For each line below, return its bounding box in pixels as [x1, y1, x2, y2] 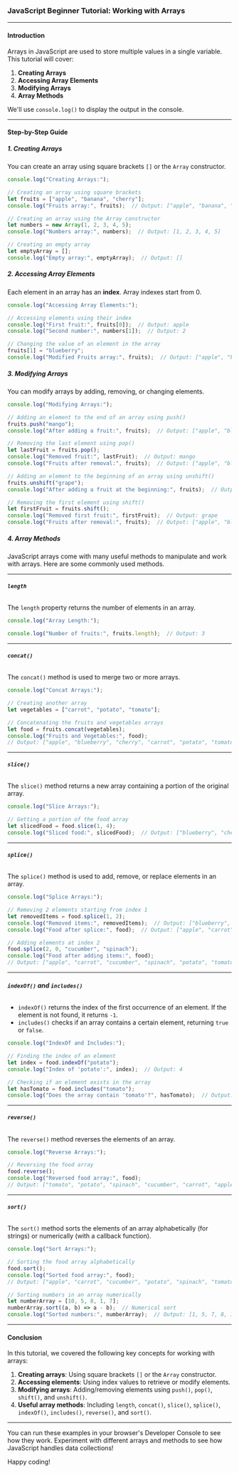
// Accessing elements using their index [7, 314, 132, 322]
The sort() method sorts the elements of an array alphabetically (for [7, 1224, 208, 1233]
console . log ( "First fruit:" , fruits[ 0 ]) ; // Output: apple [7, 321, 190, 328]
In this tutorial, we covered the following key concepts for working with [7, 1349, 216, 1357]
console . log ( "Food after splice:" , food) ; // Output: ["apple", [7, 926, 205, 933]
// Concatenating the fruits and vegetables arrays [7, 719, 164, 726]
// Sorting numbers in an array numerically [7, 1291, 142, 1298]
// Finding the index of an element [7, 1052, 116, 1060]
